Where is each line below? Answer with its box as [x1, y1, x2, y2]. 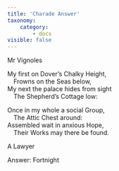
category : [20, 23, 49, 30]
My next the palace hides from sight [7, 85, 112, 93]
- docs [32, 30, 52, 37]
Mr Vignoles [7, 56, 43, 64]
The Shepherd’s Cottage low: [13, 93, 98, 101]
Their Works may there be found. [13, 129, 109, 137]
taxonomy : [7, 17, 37, 24]
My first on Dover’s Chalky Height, [7, 70, 107, 78]
